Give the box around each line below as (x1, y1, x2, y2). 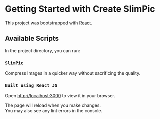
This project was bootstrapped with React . (5, 20, 92, 26)
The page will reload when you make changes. (5, 102, 101, 108)
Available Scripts (5, 34, 59, 43)
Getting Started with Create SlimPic (5, 3, 156, 15)
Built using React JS (5, 82, 58, 88)
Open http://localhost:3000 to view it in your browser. (5, 93, 116, 99)
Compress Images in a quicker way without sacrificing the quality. (5, 70, 141, 76)
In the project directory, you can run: (5, 47, 80, 53)
